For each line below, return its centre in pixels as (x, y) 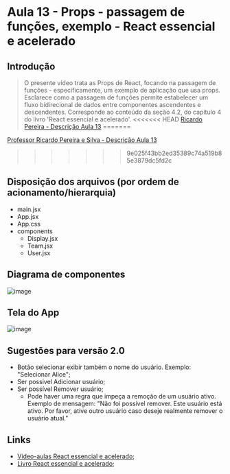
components (35, 231)
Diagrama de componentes (66, 275)
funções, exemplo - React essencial (111, 26)
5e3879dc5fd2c (149, 161)
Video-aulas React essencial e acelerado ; (76, 456)
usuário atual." (48, 418)
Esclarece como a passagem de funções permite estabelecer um (116, 97)
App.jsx (28, 216)
